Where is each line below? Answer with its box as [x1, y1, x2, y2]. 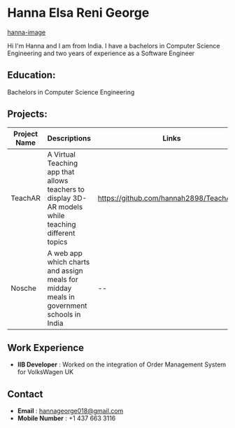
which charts [47, 257, 90, 266]
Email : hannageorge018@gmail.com [17, 407, 124, 415]
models [58, 201, 83, 211]
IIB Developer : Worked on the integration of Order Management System [17, 360, 227, 369]
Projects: [7, 108, 48, 120]
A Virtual [47, 149, 76, 159]
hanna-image [7, 28, 46, 36]
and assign [47, 266, 84, 276]
